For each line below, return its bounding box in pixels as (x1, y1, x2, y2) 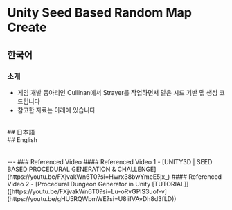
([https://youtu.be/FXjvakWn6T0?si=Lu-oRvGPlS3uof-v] (7, 187, 168, 195)
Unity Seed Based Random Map (7, 5, 193, 21)
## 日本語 (7, 128, 35, 136)
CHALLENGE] (117, 165, 157, 173)
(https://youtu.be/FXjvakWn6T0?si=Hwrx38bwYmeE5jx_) (7, 172, 170, 181)
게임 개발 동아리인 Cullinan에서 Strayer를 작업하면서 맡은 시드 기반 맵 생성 (17, 88, 218, 96)
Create (7, 19, 47, 35)
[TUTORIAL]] (152, 180, 189, 188)
